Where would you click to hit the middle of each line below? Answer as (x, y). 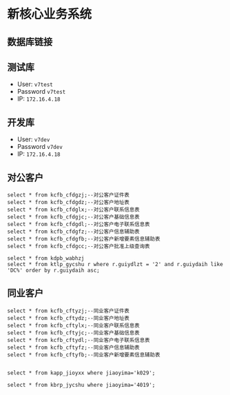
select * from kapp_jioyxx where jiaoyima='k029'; (81, 373)
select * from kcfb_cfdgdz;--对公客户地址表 (68, 203)
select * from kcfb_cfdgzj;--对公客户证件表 (68, 195)
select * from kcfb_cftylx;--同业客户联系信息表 (73, 325)
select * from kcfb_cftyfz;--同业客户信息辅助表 (73, 347)
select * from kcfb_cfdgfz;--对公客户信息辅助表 (73, 232)
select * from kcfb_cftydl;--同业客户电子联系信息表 (79, 340)
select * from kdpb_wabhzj (46, 259)
